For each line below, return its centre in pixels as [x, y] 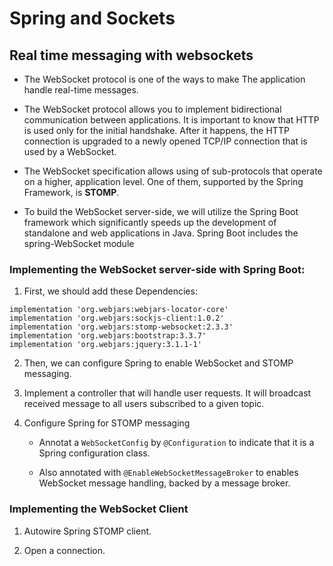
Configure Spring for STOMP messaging [107, 423]
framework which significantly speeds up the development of [150, 222]
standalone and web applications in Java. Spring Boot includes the [161, 233]
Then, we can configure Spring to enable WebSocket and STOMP [158, 363]
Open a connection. [64, 550]
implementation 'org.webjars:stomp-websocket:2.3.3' [121, 327]
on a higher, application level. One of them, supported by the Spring [163, 181]
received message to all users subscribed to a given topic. [144, 404]
